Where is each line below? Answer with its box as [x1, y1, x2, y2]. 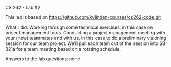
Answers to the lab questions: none [5, 56, 81, 62]
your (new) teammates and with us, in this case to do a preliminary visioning [5, 35, 166, 41]
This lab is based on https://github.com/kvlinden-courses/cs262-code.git [5, 14, 161, 20]
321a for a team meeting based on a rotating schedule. [5, 46, 121, 52]
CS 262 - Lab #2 [5, 5, 41, 10]
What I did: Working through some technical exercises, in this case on [5, 24, 153, 30]
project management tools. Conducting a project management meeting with [5, 30, 165, 35]
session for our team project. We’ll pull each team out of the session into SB [5, 40, 166, 47]
